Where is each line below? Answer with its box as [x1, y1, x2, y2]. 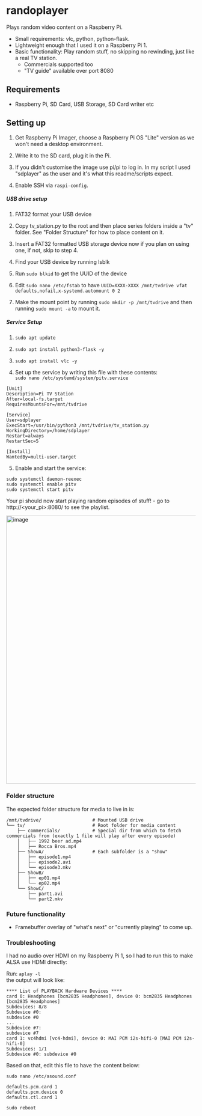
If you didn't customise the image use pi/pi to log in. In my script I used [14, 163, 191, 171]
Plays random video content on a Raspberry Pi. [6, 23, 123, 31]
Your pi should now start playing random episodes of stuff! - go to [6, 497, 170, 504]
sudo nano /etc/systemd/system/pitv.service [14, 375, 129, 381]
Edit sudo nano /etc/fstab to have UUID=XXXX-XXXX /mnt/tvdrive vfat [14, 281, 188, 288]
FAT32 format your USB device [14, 210, 92, 218]
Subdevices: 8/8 [6, 1004, 47, 1010]
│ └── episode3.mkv [17, 864, 71, 870]
